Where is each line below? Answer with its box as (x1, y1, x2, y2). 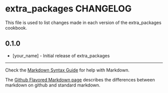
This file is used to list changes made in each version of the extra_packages (5, 19, 161, 25)
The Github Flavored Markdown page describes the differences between (5, 76, 155, 82)
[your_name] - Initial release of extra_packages (12, 52, 110, 58)
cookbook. (5, 24, 27, 30)
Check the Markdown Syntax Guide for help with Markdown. (5, 67, 130, 73)
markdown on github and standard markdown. (5, 82, 100, 88)
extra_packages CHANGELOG (5, 3, 131, 14)
